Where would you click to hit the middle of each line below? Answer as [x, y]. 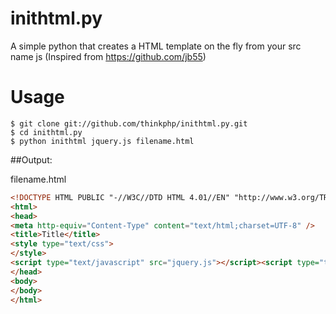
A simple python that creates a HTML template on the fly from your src [156, 46]
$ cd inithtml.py [46, 132]
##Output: [31, 159]
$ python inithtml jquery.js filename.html [102, 141]
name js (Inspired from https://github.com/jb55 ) [108, 56]
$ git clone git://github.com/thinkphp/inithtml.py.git [129, 123]
